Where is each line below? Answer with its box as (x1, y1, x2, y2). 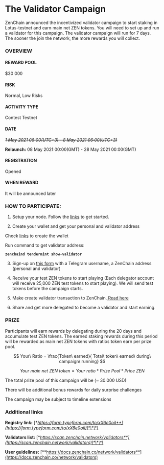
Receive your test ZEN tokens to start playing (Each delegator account (12, 275, 154, 281)
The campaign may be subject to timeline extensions (5, 396, 112, 402)
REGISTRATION (5, 158, 37, 164)
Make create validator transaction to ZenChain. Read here (12, 295, 129, 301)
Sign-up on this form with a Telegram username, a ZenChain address (12, 261, 152, 267)
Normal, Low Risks (5, 93, 43, 98)
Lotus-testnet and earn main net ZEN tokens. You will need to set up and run (5, 24, 160, 30)
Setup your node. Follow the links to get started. (12, 214, 109, 220)
